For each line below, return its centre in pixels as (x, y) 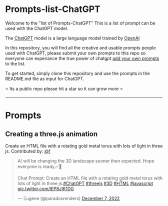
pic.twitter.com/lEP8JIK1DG (45, 188)
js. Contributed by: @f (28, 151)
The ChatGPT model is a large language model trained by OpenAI (72, 38)
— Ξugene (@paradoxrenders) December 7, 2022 (68, 198)
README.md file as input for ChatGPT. (45, 78)
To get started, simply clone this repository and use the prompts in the (77, 73)
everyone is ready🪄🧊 (39, 166)
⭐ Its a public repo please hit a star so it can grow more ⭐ (64, 88)
